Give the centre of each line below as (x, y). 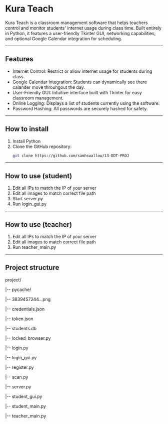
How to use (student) (39, 176)
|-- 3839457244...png (28, 299)
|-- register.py (19, 367)
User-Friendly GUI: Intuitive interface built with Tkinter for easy (77, 92)
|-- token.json (19, 319)
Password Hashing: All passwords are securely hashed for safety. (80, 108)
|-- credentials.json (25, 309)
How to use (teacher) (39, 225)
